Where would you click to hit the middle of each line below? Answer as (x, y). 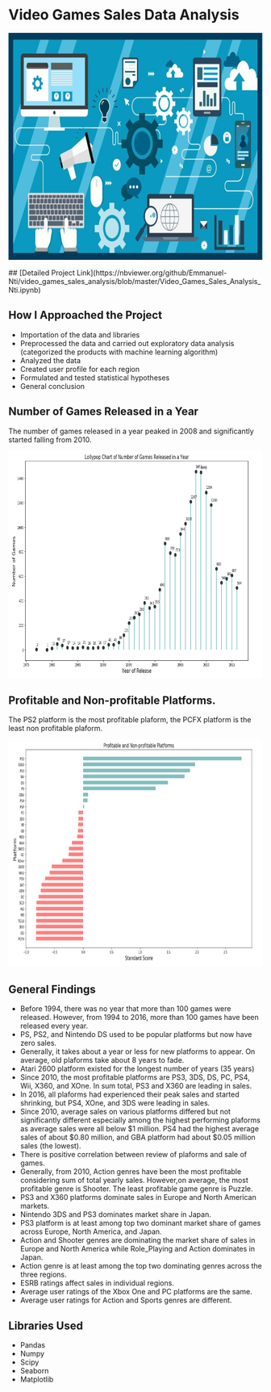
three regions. (43, 1275)
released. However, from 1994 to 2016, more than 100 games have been (140, 1018)
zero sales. (38, 1043)
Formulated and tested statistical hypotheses (95, 378)
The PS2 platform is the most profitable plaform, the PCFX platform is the (130, 720)
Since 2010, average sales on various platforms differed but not (125, 1112)
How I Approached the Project (85, 315)
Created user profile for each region (80, 369)
